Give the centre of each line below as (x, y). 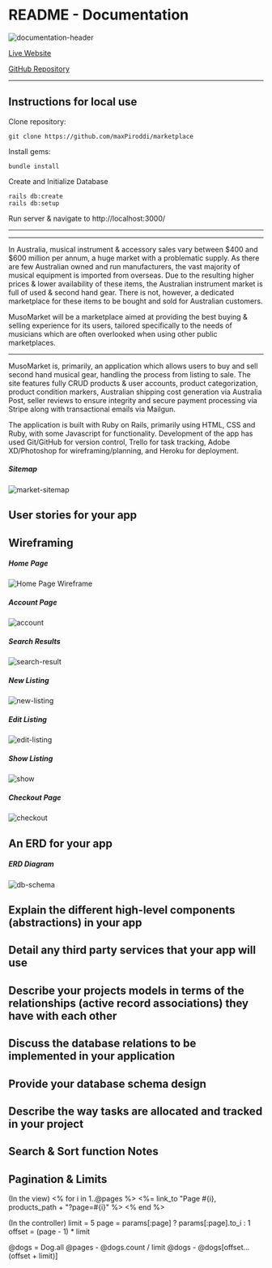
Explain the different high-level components (122, 910)
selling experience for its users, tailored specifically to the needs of (121, 325)
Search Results (34, 642)
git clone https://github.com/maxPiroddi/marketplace (101, 136)
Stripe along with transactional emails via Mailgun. (92, 409)
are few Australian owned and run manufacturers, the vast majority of (124, 266)
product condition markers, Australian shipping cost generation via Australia (135, 392)
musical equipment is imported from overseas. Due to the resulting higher (132, 275)
